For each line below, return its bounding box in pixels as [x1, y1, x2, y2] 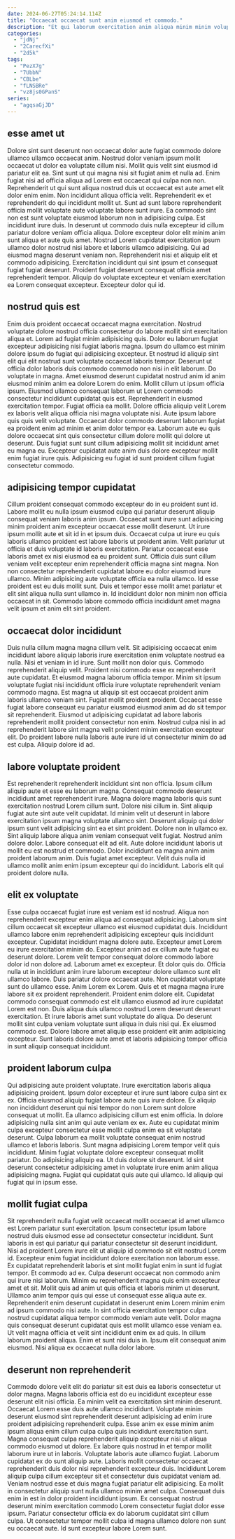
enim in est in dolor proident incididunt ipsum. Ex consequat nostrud [7, 1494, 204, 1503]
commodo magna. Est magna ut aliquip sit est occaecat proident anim [7, 688, 208, 697]
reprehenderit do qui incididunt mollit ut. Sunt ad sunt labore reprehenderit [7, 198, 222, 207]
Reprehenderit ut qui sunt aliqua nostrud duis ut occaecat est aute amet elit [7, 183, 225, 192]
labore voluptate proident [7, 761, 120, 773]
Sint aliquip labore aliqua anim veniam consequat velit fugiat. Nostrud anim [7, 831, 222, 839]
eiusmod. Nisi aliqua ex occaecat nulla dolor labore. [7, 1343, 156, 1352]
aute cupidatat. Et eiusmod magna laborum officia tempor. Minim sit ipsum [7, 673, 222, 681]
